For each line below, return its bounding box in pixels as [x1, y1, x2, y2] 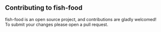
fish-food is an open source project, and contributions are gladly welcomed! [5, 16, 157, 22]
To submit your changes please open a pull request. [5, 21, 109, 27]
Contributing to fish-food [5, 4, 83, 12]
